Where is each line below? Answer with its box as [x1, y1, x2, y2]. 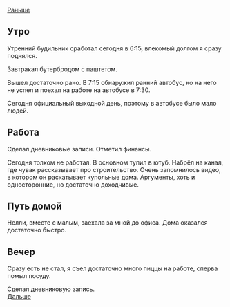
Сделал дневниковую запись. [7, 285, 95, 293]
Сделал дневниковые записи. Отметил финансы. [7, 145, 152, 153]
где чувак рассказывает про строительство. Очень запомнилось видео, [7, 165, 221, 174]
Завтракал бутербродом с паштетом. [7, 65, 117, 73]
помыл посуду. [7, 272, 51, 280]
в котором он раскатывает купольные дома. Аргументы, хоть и [7, 173, 195, 181]
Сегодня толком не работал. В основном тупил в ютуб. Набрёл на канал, [7, 158, 224, 167]
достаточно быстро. [7, 226, 67, 234]
